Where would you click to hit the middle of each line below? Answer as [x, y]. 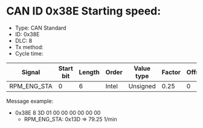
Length [89, 72]
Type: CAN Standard [40, 28]
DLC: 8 [24, 40]
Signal [31, 72]
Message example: [30, 101]
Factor [171, 72]
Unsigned [142, 86]
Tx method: [29, 47]
